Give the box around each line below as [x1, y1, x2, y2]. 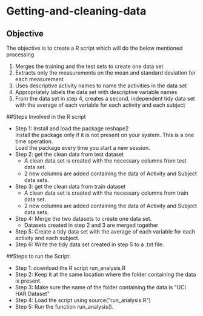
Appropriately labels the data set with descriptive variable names [15, 89, 178, 95]
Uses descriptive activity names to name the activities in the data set [15, 82, 187, 89]
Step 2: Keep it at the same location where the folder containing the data [15, 271, 196, 278]
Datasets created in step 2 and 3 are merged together [24, 221, 159, 229]
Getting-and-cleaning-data [6, 4, 147, 18]
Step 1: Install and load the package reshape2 [15, 125, 129, 132]
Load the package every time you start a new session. [15, 144, 150, 151]
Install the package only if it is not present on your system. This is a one [15, 132, 195, 138]
